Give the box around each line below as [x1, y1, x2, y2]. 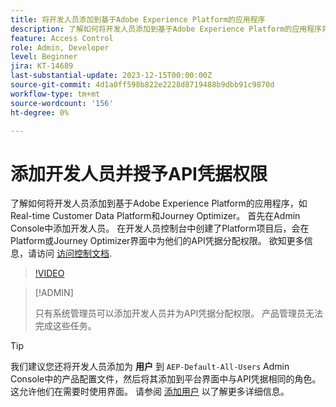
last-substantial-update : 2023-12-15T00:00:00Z [10, 71, 213, 81]
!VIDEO [34, 267, 65, 280]
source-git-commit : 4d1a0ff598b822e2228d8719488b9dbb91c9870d [10, 80, 275, 90]
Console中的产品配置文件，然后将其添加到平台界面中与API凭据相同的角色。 [10, 373, 322, 385]
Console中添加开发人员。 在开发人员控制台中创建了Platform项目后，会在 [10, 222, 310, 235]
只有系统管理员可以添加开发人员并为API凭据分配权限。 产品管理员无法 [34, 307, 324, 320]
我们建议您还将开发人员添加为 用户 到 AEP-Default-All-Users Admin [10, 361, 290, 373]
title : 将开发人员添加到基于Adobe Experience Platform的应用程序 [10, 14, 266, 25]
